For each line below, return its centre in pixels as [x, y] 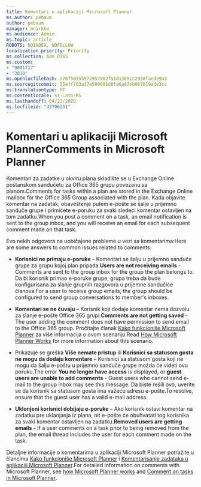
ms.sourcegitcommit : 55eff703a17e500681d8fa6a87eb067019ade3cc [87, 85]
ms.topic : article [29, 40]
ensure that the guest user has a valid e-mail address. [81, 398]
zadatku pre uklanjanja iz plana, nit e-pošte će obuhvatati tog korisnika [102, 416]
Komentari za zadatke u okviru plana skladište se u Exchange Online [90, 178]
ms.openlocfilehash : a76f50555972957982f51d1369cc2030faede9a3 [87, 79]
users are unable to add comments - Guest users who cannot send [98, 378]
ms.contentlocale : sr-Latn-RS [44, 95]
